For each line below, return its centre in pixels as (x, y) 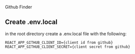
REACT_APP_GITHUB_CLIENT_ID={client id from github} (59, 42)
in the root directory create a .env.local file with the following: (66, 34)
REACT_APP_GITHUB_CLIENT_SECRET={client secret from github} (68, 47)
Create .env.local (31, 22)
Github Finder (19, 7)
